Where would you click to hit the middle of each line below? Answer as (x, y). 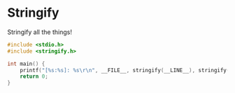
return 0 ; (34, 77)
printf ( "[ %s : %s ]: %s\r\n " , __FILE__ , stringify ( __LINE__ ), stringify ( (125, 70)
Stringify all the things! (40, 32)
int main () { (26, 64)
